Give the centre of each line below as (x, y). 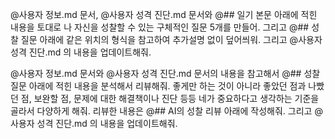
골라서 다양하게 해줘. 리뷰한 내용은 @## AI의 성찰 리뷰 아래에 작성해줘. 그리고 (161, 111)
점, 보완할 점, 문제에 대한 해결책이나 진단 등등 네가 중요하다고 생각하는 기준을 (170, 98)
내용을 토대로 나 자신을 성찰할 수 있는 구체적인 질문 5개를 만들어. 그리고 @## (160, 27)
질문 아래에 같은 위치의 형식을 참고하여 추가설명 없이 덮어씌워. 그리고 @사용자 (171, 39)
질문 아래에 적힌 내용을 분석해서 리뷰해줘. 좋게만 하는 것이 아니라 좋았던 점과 (158, 86)
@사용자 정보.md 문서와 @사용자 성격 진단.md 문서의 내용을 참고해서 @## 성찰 (165, 73)
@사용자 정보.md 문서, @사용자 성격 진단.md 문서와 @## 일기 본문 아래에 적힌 (164, 14)
